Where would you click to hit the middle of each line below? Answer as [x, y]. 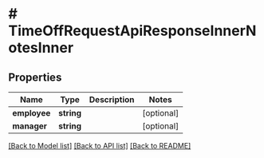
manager [30, 126]
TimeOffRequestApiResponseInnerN [132, 31]
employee [32, 113]
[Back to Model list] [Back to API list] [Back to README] [100, 146]
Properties [35, 77]
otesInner [41, 48]
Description [112, 99]
